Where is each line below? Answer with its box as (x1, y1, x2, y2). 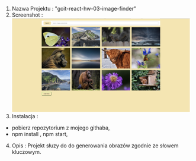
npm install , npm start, (11, 130, 68, 137)
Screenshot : (11, 11, 43, 18)
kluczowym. (11, 148, 41, 155)
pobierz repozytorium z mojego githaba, (11, 124, 110, 131)
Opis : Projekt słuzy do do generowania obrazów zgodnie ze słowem (11, 142, 179, 149)
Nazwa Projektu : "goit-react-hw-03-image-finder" (11, 5, 137, 12)
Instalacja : (11, 112, 38, 119)
